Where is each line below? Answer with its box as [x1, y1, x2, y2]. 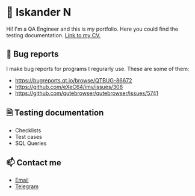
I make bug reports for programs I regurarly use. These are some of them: [6, 65, 190, 72]
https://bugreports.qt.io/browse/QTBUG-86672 [14, 76, 132, 84]
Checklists [14, 126, 42, 134]
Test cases [14, 133, 42, 140]
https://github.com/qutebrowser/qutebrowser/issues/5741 [14, 90, 158, 97]
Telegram [14, 183, 39, 190]
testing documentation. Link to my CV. [6, 31, 101, 38]
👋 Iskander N [6, 5, 72, 19]
